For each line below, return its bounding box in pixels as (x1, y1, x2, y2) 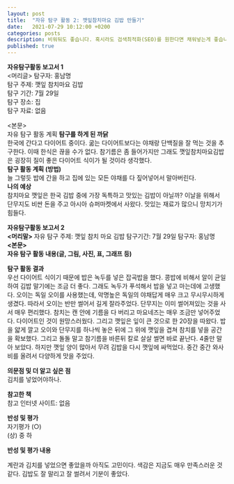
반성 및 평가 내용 (7, 446, 52, 454)
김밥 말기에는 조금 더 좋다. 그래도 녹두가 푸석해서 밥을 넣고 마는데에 (19, 282, 202, 290)
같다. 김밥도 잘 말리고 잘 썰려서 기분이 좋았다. (7, 469, 130, 478)
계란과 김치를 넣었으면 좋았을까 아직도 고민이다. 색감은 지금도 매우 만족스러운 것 (7, 461, 223, 469)
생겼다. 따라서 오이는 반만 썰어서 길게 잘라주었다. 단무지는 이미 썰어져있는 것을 (7, 300, 219, 307)
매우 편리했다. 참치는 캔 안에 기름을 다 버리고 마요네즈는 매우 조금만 (14, 308, 196, 316)
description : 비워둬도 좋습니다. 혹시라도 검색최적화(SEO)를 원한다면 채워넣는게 (7, 36, 211, 43)
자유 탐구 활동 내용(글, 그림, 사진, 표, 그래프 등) (7, 249, 132, 258)
